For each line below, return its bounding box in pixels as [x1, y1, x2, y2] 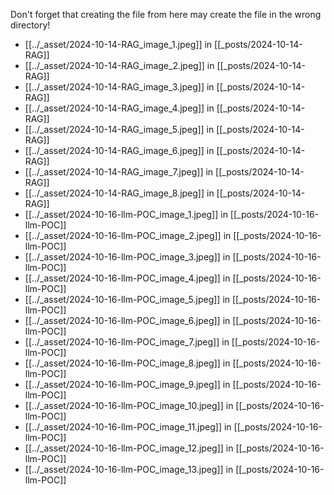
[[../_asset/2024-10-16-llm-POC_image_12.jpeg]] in [24, 442, 234, 454]
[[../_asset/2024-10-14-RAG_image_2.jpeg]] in [24, 60, 215, 71]
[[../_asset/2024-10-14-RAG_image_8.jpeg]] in [24, 187, 215, 199]
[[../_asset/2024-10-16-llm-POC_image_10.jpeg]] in [24, 400, 234, 411]
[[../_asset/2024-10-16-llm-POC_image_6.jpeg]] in [24, 315, 231, 326]
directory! [10, 19, 51, 31]
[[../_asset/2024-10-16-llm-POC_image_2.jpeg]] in [24, 230, 232, 241]
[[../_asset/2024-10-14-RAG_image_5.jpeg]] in [24, 124, 215, 135]
